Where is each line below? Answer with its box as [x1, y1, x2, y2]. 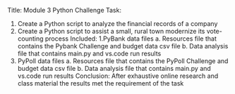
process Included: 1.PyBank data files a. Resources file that [44, 34, 217, 43]
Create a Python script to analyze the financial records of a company [17, 20, 218, 27]
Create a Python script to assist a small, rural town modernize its [17, 27, 205, 35]
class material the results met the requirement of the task [17, 79, 184, 87]
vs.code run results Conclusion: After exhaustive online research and [17, 72, 219, 80]
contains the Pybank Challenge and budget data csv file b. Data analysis [17, 42, 229, 50]
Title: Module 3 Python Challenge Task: [7, 6, 122, 14]
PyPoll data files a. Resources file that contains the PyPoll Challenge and [17, 57, 229, 65]
